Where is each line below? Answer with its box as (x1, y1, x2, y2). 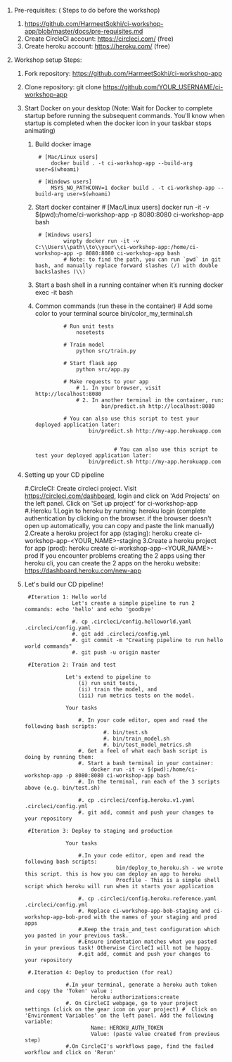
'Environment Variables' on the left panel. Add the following (24, 1012, 214, 1019)
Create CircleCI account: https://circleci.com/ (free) (24, 34, 174, 43)
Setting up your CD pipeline (24, 471, 105, 479)
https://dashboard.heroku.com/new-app (24, 566, 142, 575)
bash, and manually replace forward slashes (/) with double (34, 262, 218, 269)
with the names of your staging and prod (94, 914, 217, 921)
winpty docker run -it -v (63, 238, 139, 245)
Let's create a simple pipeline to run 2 (71, 600, 195, 607)
